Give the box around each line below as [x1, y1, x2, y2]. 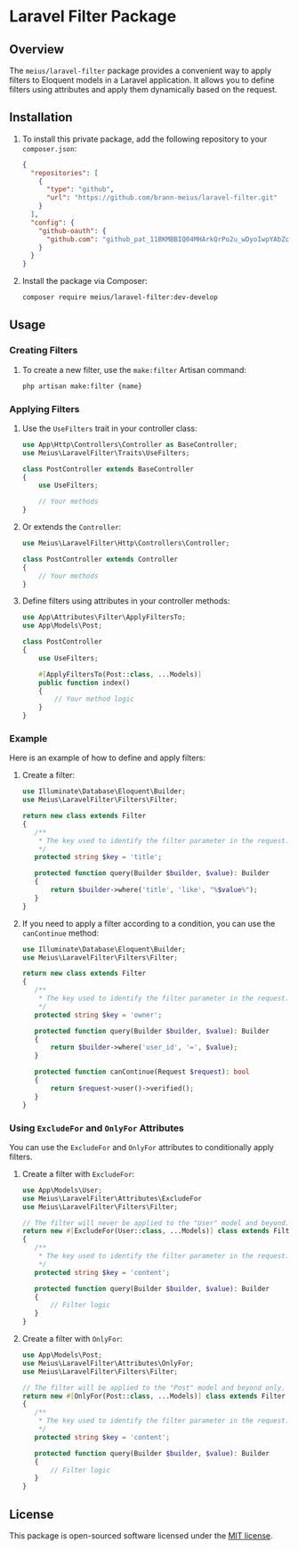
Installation [9, 110, 73, 126]
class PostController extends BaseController [21, 465, 194, 474]
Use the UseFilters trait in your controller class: [21, 423, 197, 434]
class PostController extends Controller [21, 555, 179, 564]
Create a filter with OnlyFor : [21, 1334, 123, 1344]
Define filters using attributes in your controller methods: [21, 596, 230, 606]
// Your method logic [54, 694, 135, 704]
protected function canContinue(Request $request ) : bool [34, 1067, 250, 1076]
